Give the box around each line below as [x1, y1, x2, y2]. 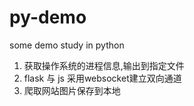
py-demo [9, 6, 87, 29]
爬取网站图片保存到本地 [23, 84, 121, 96]
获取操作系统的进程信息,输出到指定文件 [23, 59, 185, 71]
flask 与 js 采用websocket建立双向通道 [23, 72, 182, 84]
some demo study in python [9, 39, 125, 51]
